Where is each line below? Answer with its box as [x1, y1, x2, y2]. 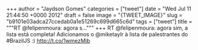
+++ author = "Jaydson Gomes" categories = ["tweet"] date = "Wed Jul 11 [6, 5, 192, 12]
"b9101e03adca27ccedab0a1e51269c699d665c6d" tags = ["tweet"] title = [6, 18, 193, 25]
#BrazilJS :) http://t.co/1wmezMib [6, 37, 90, 44]
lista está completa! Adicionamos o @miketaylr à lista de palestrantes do [6, 31, 188, 38]
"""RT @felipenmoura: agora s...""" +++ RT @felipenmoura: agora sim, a [6, 24, 188, 31]
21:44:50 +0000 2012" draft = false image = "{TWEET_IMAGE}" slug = [6, 11, 183, 19]
